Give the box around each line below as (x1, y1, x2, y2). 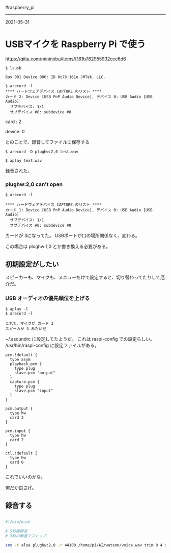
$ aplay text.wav (5, 158, 42, 163)
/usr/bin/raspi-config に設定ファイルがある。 (5, 342, 99, 349)
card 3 (10, 415, 24, 420)
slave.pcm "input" (14, 388, 53, 394)
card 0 (10, 460, 24, 465)
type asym (10, 357, 31, 362)
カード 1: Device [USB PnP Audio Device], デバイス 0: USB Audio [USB (5, 208, 153, 213)
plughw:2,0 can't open (5, 181, 63, 188)
